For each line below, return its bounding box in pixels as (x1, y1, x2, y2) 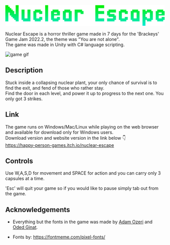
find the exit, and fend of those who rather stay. (5, 85, 105, 91)
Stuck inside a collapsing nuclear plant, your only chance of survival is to (5, 79, 157, 86)
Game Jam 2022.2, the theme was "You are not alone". (5, 36, 120, 42)
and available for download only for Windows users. (5, 129, 114, 135)
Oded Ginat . (12, 224, 38, 230)
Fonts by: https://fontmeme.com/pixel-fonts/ (12, 234, 105, 240)
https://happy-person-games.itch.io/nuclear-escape (5, 142, 114, 148)
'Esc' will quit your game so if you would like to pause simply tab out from (5, 185, 159, 191)
